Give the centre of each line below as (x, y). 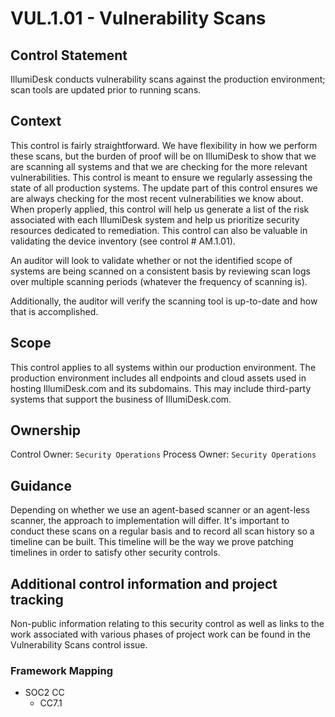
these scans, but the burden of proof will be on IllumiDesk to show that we (163, 156)
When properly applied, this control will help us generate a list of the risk (160, 209)
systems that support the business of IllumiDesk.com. (121, 399)
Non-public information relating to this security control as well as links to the (167, 624)
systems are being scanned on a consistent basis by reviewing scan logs (160, 271)
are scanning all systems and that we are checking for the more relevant (159, 166)
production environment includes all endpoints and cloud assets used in (158, 378)
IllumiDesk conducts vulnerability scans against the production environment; (168, 79)
